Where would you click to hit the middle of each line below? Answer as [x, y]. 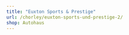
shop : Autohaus [25, 23]
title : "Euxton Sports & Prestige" [51, 12]
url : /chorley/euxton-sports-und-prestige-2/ [64, 17]
